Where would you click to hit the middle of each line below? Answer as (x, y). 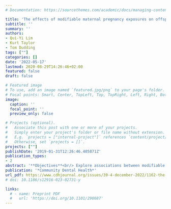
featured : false (22, 71)
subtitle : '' (19, 24)
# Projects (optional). (31, 123)
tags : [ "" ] (17, 52)
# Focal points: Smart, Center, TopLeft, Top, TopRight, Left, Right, (82, 95)
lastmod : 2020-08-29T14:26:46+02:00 (44, 67)
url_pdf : (15, 175)
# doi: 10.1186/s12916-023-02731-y (43, 180)
